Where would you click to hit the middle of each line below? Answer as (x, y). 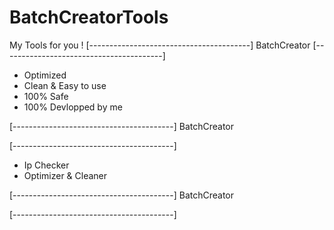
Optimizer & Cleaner (65, 175)
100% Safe (46, 96)
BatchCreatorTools (89, 17)
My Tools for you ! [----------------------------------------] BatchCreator (160, 45)
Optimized (45, 75)
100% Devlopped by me (73, 107)
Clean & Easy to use (65, 85)
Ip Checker (46, 165)
